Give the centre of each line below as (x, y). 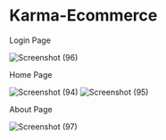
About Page (31, 109)
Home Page (31, 74)
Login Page (30, 40)
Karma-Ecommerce (83, 16)
